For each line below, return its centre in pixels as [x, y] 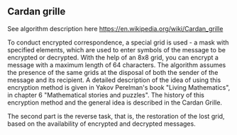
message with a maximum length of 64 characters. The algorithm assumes [117, 65]
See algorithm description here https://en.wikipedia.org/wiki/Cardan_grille [115, 28]
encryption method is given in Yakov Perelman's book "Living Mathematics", [119, 87]
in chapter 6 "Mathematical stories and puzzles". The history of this [106, 95]
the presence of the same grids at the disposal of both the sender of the [113, 72]
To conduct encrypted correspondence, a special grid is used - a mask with [118, 42]
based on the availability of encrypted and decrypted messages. [102, 124]
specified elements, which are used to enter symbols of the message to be [116, 49]
